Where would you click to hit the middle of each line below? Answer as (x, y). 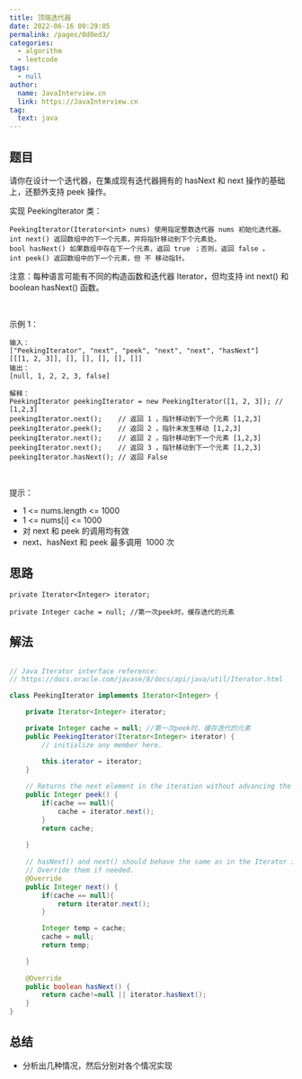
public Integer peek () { (72, 795)
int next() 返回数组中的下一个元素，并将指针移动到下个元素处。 (115, 239)
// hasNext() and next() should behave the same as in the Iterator (156, 862)
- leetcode (38, 59)
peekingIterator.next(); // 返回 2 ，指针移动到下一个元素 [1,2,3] (136, 438)
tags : (19, 69)
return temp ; (66, 946)
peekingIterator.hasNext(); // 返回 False (89, 457)
